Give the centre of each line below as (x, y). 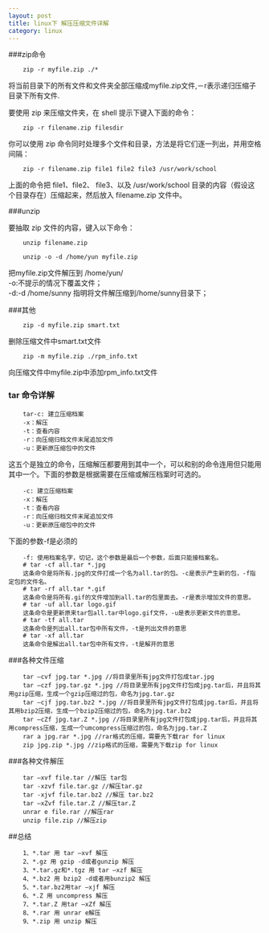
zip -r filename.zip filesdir (73, 128)
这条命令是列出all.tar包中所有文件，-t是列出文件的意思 (105, 628)
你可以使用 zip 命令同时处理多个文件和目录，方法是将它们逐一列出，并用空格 (135, 144)
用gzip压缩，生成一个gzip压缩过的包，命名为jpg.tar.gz (92, 694)
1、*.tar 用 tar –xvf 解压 (65, 853)
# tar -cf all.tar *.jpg (64, 565)
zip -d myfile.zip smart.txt (71, 325)
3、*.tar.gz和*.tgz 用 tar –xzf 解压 (83, 870)
